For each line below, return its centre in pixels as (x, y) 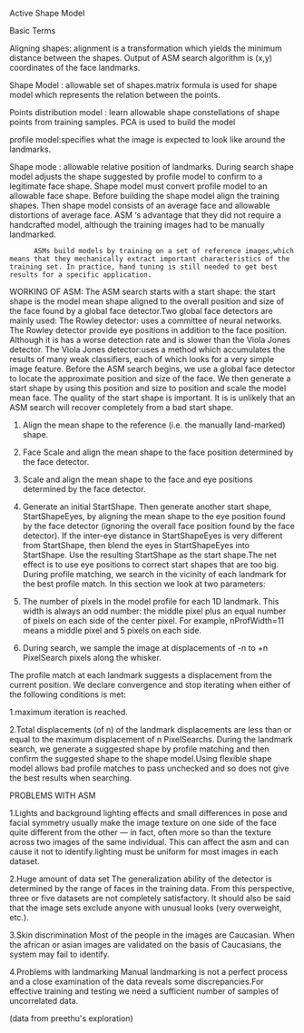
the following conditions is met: (68, 694)
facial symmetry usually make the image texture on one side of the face (143, 822)
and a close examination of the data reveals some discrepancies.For (137, 981)
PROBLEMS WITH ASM (53, 795)
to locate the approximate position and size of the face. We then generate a (150, 379)
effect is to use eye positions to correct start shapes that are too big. (151, 565)
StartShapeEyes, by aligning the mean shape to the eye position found (154, 516)
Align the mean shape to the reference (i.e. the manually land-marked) (154, 425)
